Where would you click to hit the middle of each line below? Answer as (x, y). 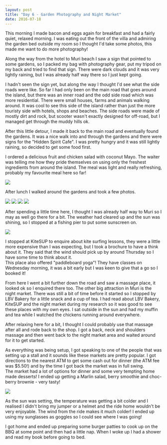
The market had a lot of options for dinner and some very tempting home (80, 371)
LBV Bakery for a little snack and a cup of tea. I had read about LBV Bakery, (83, 299)
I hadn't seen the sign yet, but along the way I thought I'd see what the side (82, 84)
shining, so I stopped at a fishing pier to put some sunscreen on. (71, 222)
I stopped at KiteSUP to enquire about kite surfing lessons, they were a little (83, 241)
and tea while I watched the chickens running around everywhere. (73, 315)
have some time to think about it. (39, 257)
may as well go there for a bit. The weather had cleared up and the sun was (83, 217)
